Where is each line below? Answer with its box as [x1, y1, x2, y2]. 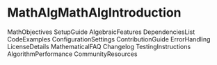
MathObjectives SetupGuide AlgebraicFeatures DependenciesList [7, 28, 195, 36]
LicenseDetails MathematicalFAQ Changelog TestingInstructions [7, 42, 191, 50]
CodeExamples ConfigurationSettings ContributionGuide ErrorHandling [7, 35, 211, 43]
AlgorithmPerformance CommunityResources [7, 50, 138, 58]
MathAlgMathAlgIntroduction [7, 5, 182, 21]
